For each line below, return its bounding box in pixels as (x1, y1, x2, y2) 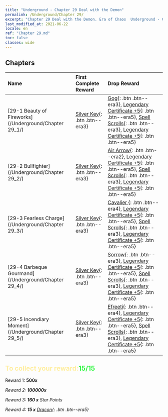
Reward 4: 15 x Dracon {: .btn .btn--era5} (5, 406, 89, 412)
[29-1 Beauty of (7, 107, 47, 114)
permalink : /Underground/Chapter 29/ (5, 12, 84, 17)
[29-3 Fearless (7, 215, 44, 222)
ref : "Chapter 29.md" (5, 31, 50, 36)
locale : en (5, 26, 28, 31)
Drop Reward (107, 80, 139, 87)
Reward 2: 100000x (5, 387, 46, 393)
